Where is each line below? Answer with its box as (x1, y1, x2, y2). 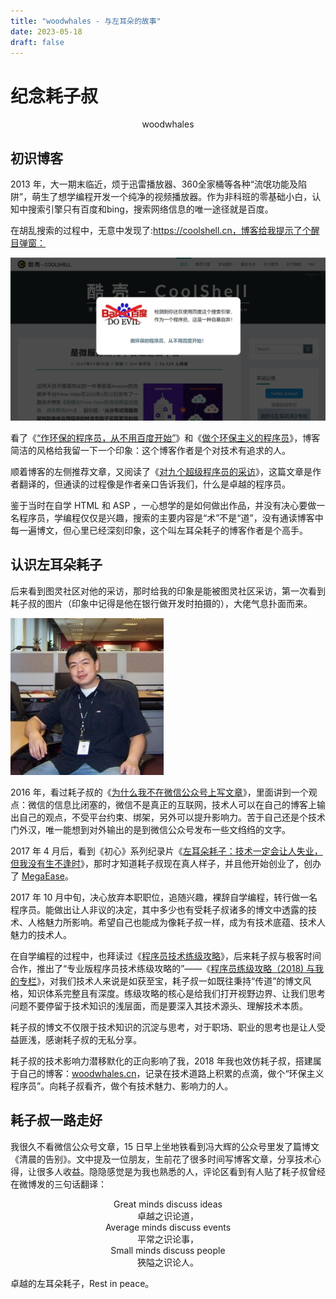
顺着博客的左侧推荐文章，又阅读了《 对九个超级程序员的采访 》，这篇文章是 (10, 465, 313, 477)
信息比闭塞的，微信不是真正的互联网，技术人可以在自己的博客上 (53, 798, 317, 810)
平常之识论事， (137, 1233, 199, 1245)
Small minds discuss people (110, 1244, 226, 1256)
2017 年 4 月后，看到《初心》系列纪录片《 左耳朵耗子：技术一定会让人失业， (10, 845, 323, 857)
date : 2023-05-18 (10, 26, 83, 37)
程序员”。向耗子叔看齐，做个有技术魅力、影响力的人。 (10, 1080, 234, 1092)
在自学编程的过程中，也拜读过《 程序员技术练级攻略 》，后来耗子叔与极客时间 (10, 950, 322, 962)
